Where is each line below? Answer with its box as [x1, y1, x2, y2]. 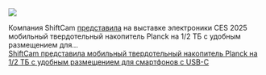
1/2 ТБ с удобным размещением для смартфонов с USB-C [8, 57, 210, 67]
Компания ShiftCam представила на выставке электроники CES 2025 [8, 23, 247, 32]
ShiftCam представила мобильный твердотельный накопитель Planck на [8, 48, 258, 58]
